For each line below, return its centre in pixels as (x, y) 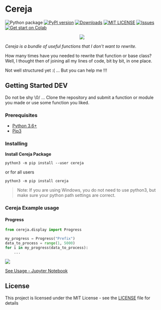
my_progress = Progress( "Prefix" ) (40, 239)
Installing (16, 143)
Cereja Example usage (32, 208)
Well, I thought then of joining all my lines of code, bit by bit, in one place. (79, 61)
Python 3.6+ (25, 126)
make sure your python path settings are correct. (66, 195)
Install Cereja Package (28, 154)
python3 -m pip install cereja (37, 181)
